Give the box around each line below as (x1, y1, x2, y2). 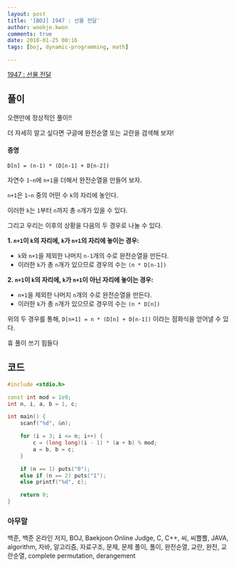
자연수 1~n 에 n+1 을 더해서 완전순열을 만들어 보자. (7, 176, 142, 184)
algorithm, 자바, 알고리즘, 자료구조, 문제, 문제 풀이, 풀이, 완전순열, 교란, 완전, (7, 543, 220, 551)
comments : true (7, 30, 53, 38)
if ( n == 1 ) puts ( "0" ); (20, 465, 91, 472)
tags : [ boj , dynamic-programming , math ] (7, 43, 129, 51)
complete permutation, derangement (28, 551, 136, 560)
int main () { (7, 413, 46, 420)
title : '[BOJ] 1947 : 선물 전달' (7, 17, 101, 24)
